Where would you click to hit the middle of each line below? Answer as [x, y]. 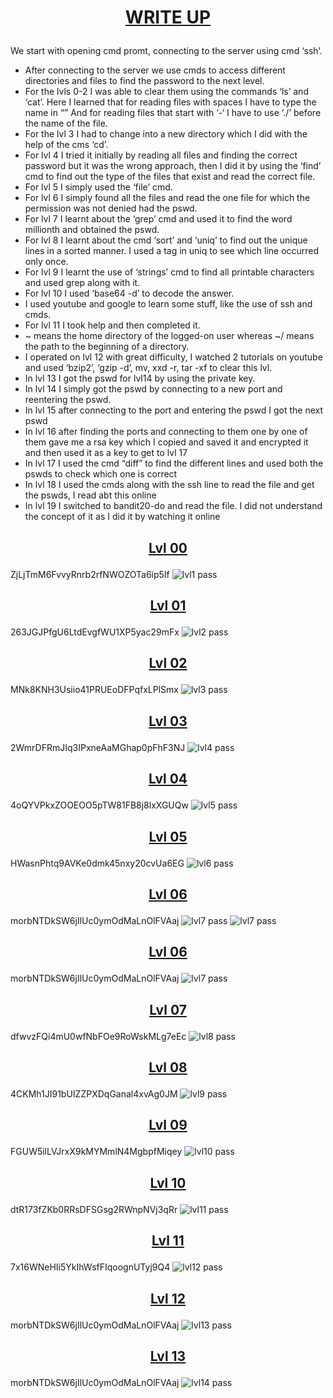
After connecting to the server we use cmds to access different [155, 70]
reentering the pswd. [68, 400]
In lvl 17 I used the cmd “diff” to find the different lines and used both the [174, 463]
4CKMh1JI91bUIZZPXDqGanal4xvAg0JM [94, 1094]
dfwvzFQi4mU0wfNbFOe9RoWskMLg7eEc [98, 1036]
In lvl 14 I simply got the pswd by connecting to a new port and [153, 389]
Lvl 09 [168, 1125]
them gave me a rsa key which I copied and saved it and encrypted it [166, 442]
